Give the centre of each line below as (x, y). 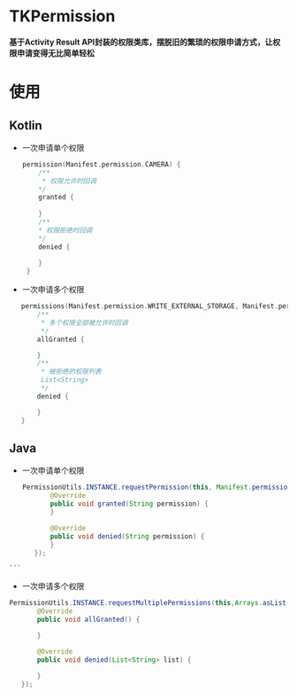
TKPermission (62, 16)
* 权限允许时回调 (69, 181)
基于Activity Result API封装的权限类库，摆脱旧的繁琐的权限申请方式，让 (141, 42)
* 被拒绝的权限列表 (71, 372)
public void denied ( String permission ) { (127, 536)
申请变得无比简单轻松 (55, 53)
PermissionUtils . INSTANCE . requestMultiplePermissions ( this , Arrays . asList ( (150, 603)
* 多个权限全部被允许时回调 (84, 322)
